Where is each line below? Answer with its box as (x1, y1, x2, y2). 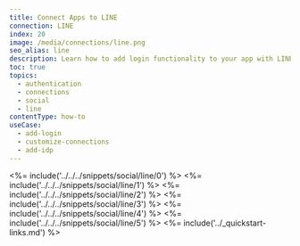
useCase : (9, 121, 42, 130)
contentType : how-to (9, 112, 87, 121)
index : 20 (9, 29, 46, 38)
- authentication (17, 79, 82, 88)
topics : (9, 71, 38, 80)
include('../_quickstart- (183, 217, 266, 228)
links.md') (9, 226, 46, 237)
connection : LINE (9, 21, 74, 30)
